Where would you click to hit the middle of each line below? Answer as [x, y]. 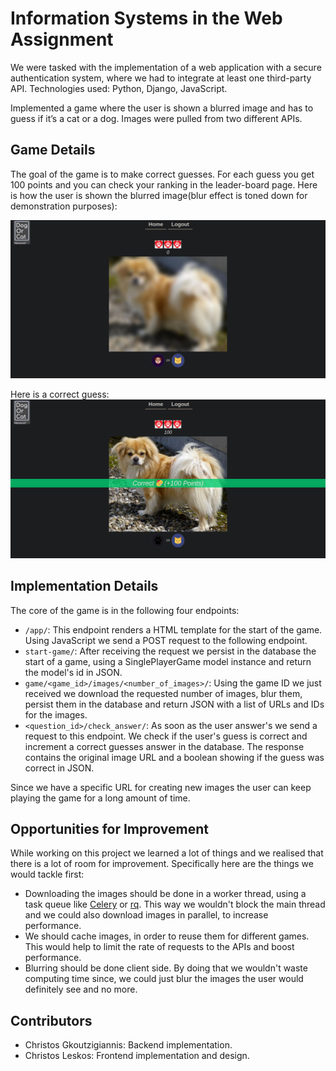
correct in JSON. [59, 768]
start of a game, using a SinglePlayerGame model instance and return [168, 661]
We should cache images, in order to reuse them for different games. [167, 936]
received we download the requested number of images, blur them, [163, 693]
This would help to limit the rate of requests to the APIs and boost [159, 947]
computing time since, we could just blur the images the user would [164, 979]
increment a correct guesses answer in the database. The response [164, 746]
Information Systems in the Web [146, 18]
